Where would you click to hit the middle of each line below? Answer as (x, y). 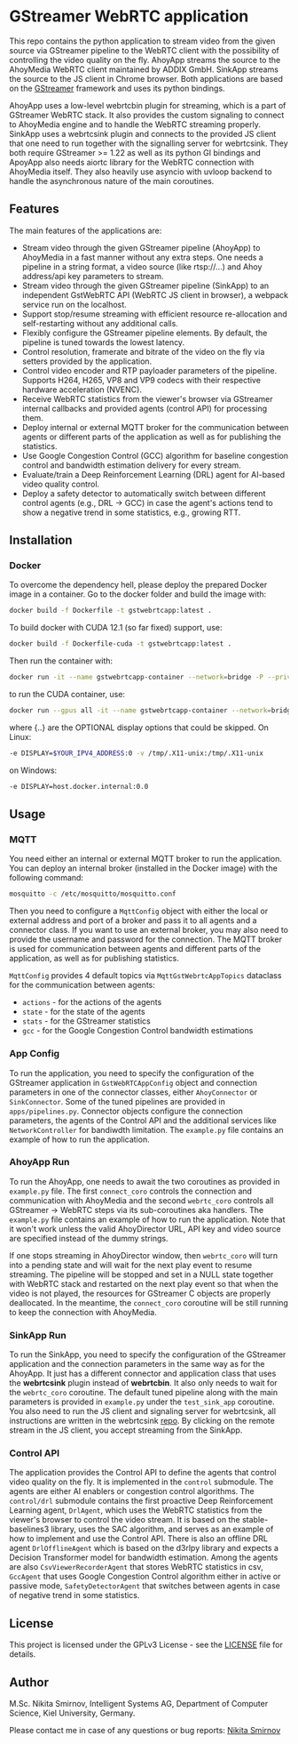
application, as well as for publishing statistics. (94, 959)
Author (29, 1682)
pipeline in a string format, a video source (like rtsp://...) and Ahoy (142, 266)
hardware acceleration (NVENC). (82, 390)
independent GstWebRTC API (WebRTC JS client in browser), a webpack (155, 294)
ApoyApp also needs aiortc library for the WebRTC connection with (132, 162)
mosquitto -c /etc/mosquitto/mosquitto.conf (93, 894)
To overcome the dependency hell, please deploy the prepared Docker (138, 585)
